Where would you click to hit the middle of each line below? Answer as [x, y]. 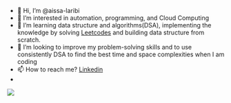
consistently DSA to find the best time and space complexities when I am [121, 54]
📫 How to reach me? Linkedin [60, 69]
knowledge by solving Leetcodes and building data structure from [111, 32]
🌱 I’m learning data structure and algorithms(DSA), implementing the [114, 25]
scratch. [29, 40]
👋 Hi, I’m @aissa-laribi [48, 11]
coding [27, 61]
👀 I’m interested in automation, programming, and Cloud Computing [113, 18]
